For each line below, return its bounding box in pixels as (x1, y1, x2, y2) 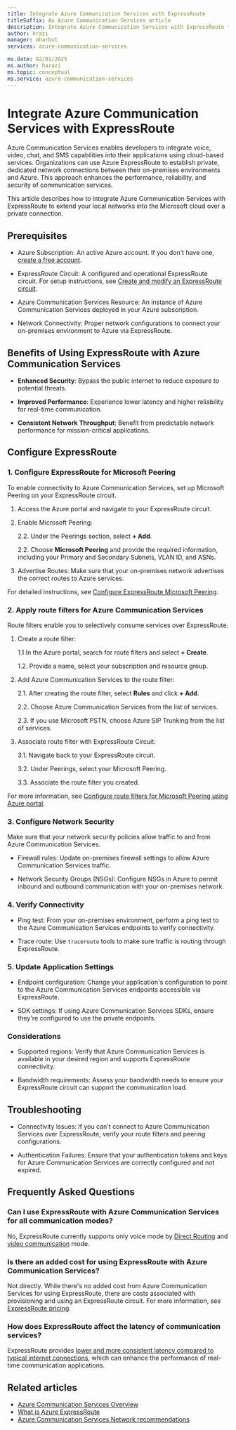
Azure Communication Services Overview (17, 1401, 139, 1409)
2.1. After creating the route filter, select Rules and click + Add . (17, 689, 199, 697)
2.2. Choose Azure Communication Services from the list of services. (17, 703, 218, 711)
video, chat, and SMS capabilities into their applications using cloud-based (7, 151, 224, 159)
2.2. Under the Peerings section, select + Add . (17, 532, 152, 540)
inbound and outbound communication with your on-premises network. (17, 882, 225, 891)
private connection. (7, 209, 64, 218)
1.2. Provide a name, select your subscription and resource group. (17, 662, 209, 671)
